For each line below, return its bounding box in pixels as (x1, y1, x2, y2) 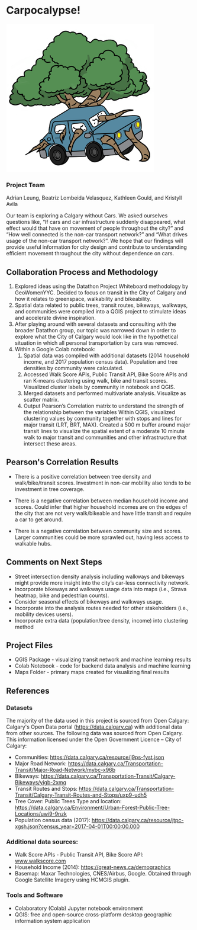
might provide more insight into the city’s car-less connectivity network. (14, 579, 190, 586)
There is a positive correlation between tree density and (14, 473, 151, 480)
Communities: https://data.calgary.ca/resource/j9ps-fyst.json (14, 753, 164, 761)
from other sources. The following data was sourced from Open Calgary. (6, 730, 183, 737)
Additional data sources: (6, 838, 79, 846)
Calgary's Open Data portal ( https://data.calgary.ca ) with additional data (6, 723, 182, 730)
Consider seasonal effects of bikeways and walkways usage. (14, 598, 164, 605)
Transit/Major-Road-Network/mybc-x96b (14, 767, 116, 774)
